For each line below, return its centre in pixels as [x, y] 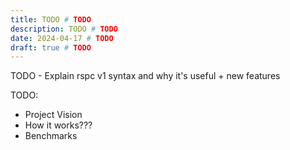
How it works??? [58, 125]
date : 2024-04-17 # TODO [62, 38]
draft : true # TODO [51, 47]
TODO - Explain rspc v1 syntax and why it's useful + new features [145, 76]
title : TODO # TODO [51, 19]
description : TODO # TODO [64, 29]
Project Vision [53, 115]
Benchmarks [51, 136]
